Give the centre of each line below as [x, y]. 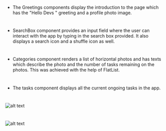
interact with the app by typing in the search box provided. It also [80, 36]
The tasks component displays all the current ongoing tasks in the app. [87, 88]
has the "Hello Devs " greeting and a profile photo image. [72, 13]
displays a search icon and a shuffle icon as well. [64, 41]
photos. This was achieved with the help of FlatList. [66, 70]
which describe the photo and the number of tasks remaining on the [84, 64]
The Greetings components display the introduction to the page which [86, 7]
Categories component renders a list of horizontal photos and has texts [87, 59]
